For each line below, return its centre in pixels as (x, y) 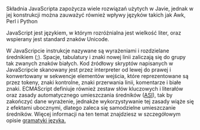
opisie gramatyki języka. (36, 120)
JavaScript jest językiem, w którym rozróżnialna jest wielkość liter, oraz (94, 33)
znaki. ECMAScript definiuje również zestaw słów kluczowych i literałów (95, 89)
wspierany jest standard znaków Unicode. (58, 39)
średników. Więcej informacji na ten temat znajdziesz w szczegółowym (93, 114)
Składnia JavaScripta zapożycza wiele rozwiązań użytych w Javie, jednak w (100, 9)
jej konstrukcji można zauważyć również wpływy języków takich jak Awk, (96, 15)
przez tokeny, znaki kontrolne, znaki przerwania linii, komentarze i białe (94, 82)
